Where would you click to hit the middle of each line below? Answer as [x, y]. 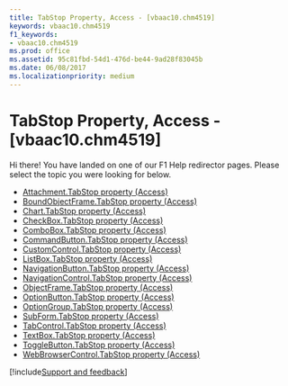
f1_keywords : [34, 34]
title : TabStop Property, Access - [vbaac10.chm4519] [112, 18]
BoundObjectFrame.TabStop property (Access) [110, 201]
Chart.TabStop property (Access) [84, 211]
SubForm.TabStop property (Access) [90, 316]
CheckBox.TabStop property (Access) [93, 220]
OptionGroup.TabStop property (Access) [98, 306]
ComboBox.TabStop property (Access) [94, 229]
